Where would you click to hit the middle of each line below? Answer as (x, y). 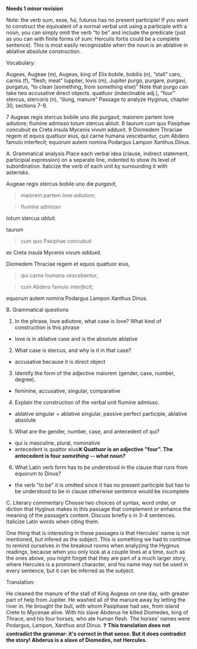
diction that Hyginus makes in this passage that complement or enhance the (98, 509)
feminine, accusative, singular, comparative (68, 391)
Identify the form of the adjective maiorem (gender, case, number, (95, 373)
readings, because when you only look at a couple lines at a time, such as (96, 552)
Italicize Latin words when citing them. (53, 521)
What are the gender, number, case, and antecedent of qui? (87, 431)
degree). (25, 379)
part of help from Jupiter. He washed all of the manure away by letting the (96, 600)
